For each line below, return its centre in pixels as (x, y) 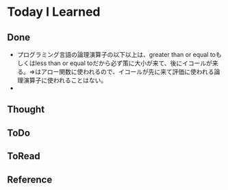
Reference (30, 179)
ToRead (24, 156)
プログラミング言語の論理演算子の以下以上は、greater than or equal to (116, 55)
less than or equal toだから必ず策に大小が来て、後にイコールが (124, 63)
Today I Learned (54, 12)
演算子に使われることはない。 (65, 80)
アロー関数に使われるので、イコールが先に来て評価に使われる (127, 72)
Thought (26, 109)
